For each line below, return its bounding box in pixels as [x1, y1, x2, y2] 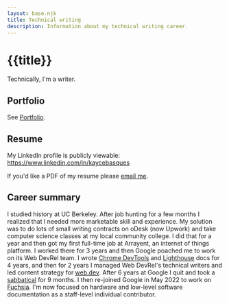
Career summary [7, 191, 81, 203]
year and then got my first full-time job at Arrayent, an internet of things [7, 239, 210, 247]
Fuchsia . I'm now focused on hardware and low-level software [7, 283, 183, 291]
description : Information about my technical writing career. [7, 23, 189, 30]
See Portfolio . [7, 113, 46, 121]
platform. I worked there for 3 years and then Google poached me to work [7, 246, 216, 255]
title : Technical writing [7, 16, 81, 23]
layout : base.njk [7, 10, 57, 17]
